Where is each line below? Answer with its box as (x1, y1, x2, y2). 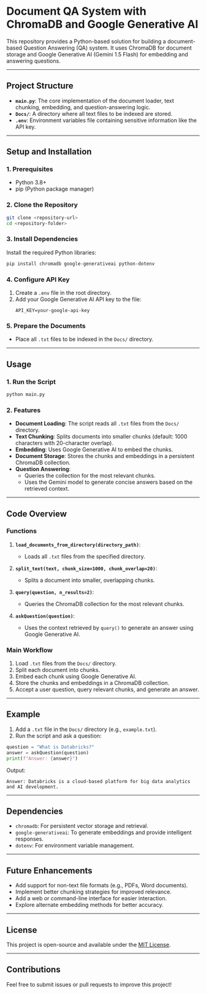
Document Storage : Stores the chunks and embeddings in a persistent (15, 453, 194, 460)
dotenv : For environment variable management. (15, 842, 135, 849)
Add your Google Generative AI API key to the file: (15, 296, 142, 303)
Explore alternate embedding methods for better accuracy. (15, 901, 164, 909)
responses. (15, 835, 44, 843)
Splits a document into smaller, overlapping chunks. (24, 576, 155, 584)
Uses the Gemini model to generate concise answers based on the (24, 478, 193, 486)
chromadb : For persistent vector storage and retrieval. (15, 822, 148, 830)
